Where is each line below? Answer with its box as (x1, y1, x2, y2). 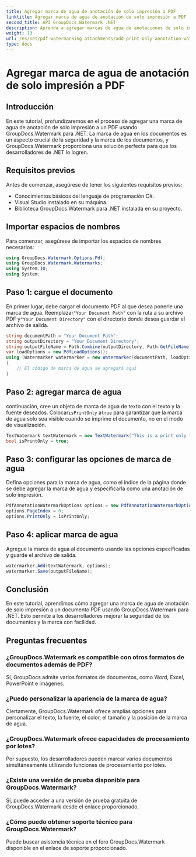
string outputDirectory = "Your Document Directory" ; (6, 338, 140, 344)
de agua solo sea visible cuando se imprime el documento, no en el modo (6, 415, 183, 422)
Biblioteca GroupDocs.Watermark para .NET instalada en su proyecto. (14, 205, 183, 212)
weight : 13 (6, 30, 33, 36)
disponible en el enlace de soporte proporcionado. (6, 845, 128, 852)
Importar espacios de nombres (6, 222, 121, 232)
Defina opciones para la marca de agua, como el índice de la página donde (6, 479, 187, 486)
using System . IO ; (6, 266, 48, 272)
